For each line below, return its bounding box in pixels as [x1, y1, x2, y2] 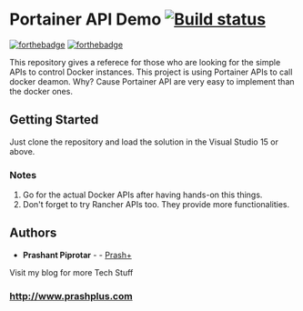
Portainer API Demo [9, 9, 162, 30]
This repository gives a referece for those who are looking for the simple [9, 56, 281, 67]
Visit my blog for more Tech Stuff [9, 266, 134, 277]
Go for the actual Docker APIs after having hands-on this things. [22, 189, 263, 200]
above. [9, 145, 35, 156]
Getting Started [9, 112, 99, 127]
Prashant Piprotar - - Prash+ [22, 249, 132, 260]
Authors [9, 226, 57, 241]
